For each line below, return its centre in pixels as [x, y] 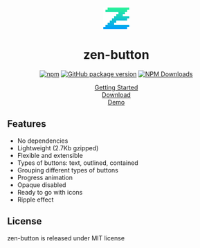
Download [116, 95]
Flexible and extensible [50, 155]
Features [27, 124]
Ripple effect [35, 200]
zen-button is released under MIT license [66, 238]
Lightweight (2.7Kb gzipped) [58, 148]
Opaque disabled [42, 185]
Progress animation [45, 177]
